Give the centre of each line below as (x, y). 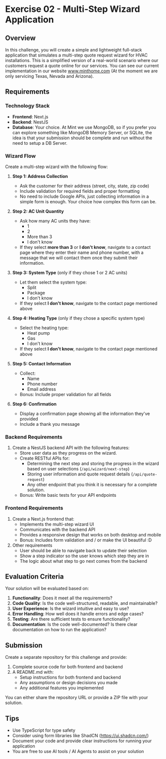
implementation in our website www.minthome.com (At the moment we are (82, 71)
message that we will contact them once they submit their (79, 258)
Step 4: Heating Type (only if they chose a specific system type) (79, 318)
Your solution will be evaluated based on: (47, 588)
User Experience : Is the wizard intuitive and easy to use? (71, 609)
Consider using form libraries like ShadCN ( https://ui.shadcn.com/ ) (81, 736)
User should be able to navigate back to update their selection (83, 550)
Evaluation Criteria (34, 576)
